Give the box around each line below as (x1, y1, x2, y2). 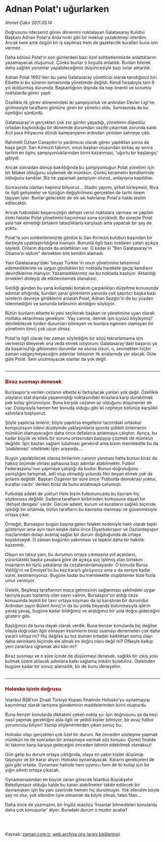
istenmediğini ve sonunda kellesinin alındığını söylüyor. (5, 300, 116, 306)
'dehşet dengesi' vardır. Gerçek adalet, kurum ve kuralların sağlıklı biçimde (5, 501, 156, 507)
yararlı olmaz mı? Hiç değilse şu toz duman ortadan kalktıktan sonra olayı (5, 633, 153, 639)
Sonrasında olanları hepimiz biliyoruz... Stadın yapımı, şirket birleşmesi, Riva (5, 184, 159, 190)
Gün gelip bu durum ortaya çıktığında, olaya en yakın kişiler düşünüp (5, 751, 144, 757)
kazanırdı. (5, 542, 25, 548)
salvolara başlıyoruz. (5, 410, 47, 416)
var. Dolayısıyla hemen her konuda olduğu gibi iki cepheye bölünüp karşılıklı (5, 405, 158, 411)
